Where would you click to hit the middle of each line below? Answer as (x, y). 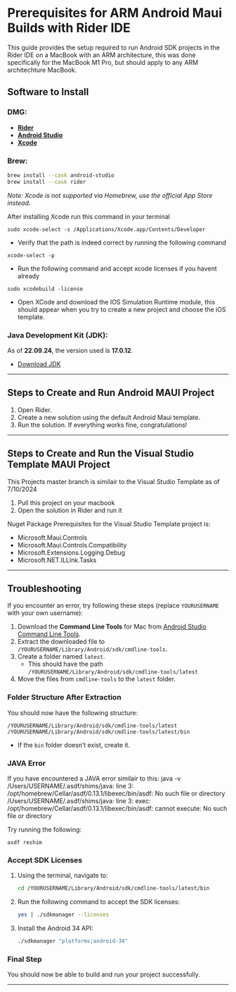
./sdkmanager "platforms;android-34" (73, 941)
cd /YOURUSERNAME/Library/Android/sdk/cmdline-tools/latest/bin (113, 888)
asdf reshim (25, 843)
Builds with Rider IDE (69, 28)
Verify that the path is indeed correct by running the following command (122, 242)
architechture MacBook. (42, 70)
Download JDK (39, 364)
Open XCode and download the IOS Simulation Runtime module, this (116, 302)
